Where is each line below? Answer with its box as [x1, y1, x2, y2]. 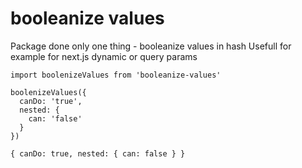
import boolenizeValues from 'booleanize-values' [10, 70, 222, 80]
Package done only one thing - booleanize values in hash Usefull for [10, 40, 292, 52]
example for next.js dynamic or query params [10, 50, 198, 62]
